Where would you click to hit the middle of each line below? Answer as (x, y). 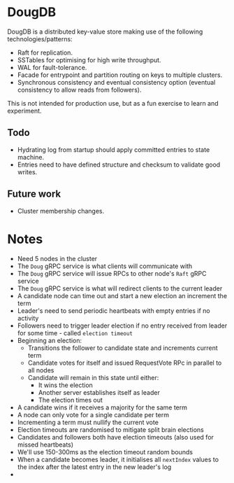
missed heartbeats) (45, 444)
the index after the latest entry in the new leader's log (94, 467)
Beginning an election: (50, 340)
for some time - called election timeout (75, 332)
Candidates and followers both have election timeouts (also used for (116, 437)
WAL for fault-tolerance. (52, 67)
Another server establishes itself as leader (99, 392)
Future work (34, 194)
